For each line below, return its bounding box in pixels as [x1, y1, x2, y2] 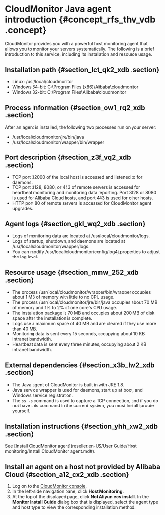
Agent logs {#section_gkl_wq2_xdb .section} [5, 220, 146, 228]
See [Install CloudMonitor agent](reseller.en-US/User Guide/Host [5, 443, 137, 449]
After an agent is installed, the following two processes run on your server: [5, 124, 157, 130]
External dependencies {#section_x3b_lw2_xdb [5, 361, 155, 369]
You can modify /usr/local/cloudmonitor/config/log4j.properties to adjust [12, 249, 160, 255]
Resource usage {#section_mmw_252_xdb [5, 268, 139, 277]
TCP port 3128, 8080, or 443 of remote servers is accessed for [12, 184, 140, 190]
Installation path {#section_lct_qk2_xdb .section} [5, 66, 160, 74]
